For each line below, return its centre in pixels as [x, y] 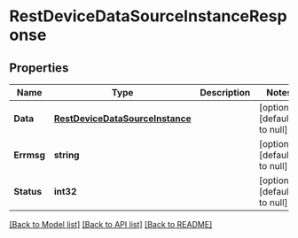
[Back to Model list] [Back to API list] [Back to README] [111, 224]
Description [225, 92]
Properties [39, 68]
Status [28, 192]
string [67, 155]
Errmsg [30, 155]
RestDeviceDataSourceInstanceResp [148, 16]
